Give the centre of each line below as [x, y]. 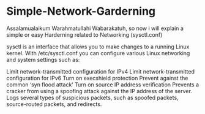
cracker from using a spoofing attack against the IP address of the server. [99, 91]
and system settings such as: [43, 59]
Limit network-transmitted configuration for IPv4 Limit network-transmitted [100, 71]
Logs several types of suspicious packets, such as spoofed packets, [92, 97]
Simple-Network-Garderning [81, 11]
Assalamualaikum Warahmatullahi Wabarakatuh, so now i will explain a [95, 28]
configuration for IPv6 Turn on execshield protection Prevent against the [97, 78]
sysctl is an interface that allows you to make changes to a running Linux [98, 47]
